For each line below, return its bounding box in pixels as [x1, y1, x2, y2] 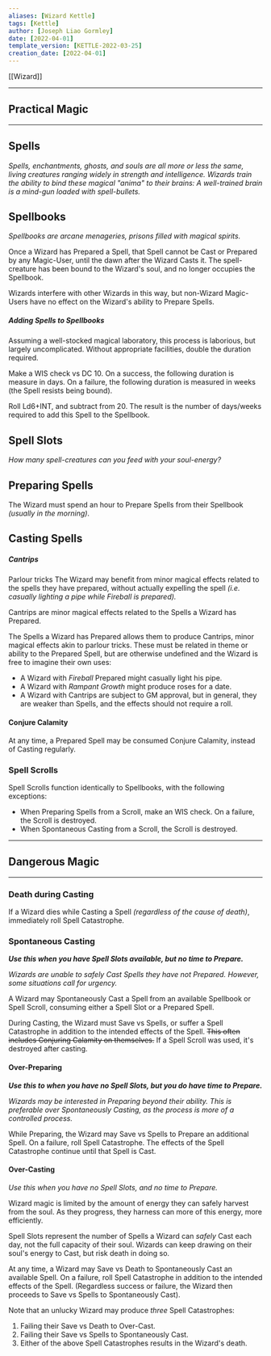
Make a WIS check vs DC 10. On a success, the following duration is [8, 368, 235, 378]
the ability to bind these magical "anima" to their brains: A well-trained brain [8, 178, 263, 187]
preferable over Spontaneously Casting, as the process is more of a [8, 1105, 235, 1114]
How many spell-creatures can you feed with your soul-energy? [8, 455, 222, 465]
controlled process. [8, 1113, 73, 1123]
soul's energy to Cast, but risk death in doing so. [8, 1248, 170, 1257]
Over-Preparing [8, 1062, 62, 1072]
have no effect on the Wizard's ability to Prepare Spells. [29, 297, 215, 307]
